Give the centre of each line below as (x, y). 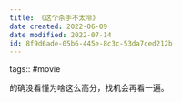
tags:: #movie (35, 69)
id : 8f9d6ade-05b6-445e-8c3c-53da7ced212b (91, 43)
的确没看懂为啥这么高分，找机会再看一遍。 (89, 88)
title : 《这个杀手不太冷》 (55, 18)
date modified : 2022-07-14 (61, 35)
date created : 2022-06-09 (58, 26)
